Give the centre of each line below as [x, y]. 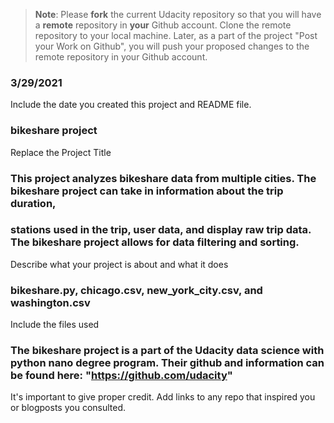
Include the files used [55, 325]
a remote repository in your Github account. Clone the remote [163, 25]
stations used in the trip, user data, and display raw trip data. [161, 230]
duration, [33, 203]
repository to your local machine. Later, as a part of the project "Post [176, 35]
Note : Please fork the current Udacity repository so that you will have [178, 14]
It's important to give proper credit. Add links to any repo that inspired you [163, 397]
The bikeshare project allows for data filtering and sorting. [155, 242]
